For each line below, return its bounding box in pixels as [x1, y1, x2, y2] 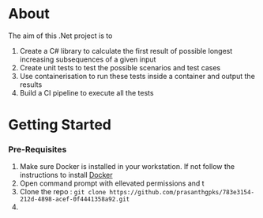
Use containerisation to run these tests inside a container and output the [19, 71, 255, 81]
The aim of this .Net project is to [8, 31, 113, 40]
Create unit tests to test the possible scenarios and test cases [19, 62, 221, 72]
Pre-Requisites [8, 144, 67, 155]
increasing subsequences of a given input [19, 54, 156, 64]
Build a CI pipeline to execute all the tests [19, 88, 154, 97]
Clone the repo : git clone [19, 187, 107, 197]
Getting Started [8, 116, 112, 134]
